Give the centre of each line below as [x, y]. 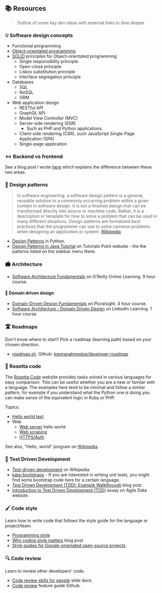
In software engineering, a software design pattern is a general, [80, 195]
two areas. [15, 172]
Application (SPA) [37, 139]
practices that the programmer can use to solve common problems [83, 226]
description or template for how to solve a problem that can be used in [87, 216]
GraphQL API [32, 113]
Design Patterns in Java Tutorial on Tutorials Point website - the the [79, 246]
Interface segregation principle [50, 77]
